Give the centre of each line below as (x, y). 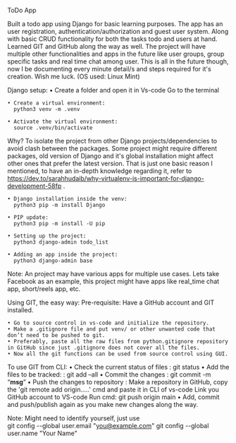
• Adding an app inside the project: (63, 254)
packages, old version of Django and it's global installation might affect (110, 156)
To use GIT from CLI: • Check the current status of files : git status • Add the (118, 367)
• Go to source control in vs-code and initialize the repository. (108, 323)
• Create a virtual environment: (56, 103)
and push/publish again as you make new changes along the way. (103, 404)
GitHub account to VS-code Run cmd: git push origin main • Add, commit (113, 397)
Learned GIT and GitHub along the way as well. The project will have (107, 46)
